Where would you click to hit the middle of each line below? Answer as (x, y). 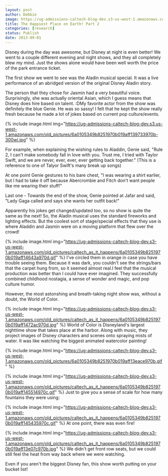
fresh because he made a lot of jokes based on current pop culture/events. (82, 114)
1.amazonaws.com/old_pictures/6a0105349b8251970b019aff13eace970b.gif (84, 361)
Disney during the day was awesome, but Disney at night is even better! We (83, 52)
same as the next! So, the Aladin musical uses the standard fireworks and (81, 215)
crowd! (12, 231)
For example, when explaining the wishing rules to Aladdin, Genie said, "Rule (84, 149)
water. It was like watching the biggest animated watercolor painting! (76, 341)
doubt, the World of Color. (32, 299)
